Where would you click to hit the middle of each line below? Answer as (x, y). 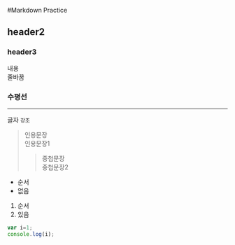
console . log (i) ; (31, 234)
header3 (22, 52)
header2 (26, 32)
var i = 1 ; (20, 227)
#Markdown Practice (37, 10)
